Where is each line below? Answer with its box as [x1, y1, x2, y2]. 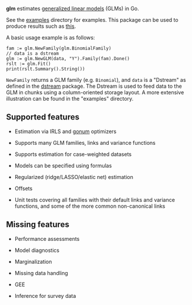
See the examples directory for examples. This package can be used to [6, 16, 178, 23]
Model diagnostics [14, 247, 60, 254]
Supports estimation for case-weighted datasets [14, 150, 132, 158]
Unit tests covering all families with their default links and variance [14, 196, 175, 203]
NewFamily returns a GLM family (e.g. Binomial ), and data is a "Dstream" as [6, 77, 186, 83]
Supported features [6, 112, 80, 122]
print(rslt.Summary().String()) [6, 66, 85, 72]
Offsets [14, 185, 33, 192]
